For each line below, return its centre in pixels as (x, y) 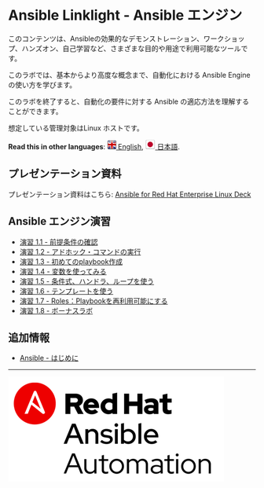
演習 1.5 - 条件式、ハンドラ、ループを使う (87, 281)
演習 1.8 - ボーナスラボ (56, 310)
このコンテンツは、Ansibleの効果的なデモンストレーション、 (106, 39)
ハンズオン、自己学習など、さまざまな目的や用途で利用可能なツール (131, 48)
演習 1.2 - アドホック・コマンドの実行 (80, 251)
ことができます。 (35, 111)
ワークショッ (224, 39)
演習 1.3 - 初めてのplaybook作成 (71, 261)
